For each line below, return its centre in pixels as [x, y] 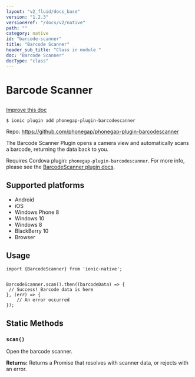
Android [24, 199]
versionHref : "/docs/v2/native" [46, 22]
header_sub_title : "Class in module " [54, 50]
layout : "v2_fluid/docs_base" [43, 11]
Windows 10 [29, 218]
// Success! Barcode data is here [51, 290]
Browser [25, 237]
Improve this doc [27, 110]
